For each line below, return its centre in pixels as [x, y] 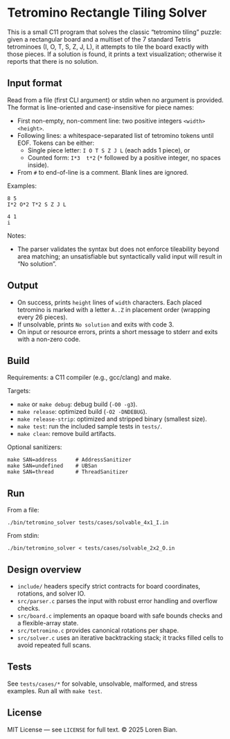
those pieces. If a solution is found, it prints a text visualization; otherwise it [114, 54]
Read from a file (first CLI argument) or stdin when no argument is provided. [115, 100]
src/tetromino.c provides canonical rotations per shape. [98, 630]
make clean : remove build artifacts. [67, 434]
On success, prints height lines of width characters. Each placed [109, 302]
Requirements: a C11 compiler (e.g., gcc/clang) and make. [89, 377]
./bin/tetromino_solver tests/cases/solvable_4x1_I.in [88, 523]
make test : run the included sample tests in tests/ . [90, 426]
